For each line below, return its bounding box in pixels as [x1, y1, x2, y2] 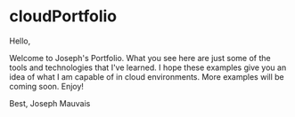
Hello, [9, 35, 31, 46]
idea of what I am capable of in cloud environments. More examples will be [9, 71, 285, 82]
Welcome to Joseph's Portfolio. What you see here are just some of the [9, 52, 271, 63]
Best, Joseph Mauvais [9, 97, 91, 108]
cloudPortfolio [9, 6, 118, 27]
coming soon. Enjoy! [9, 81, 85, 91]
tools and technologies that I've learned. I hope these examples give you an [9, 62, 287, 73]
